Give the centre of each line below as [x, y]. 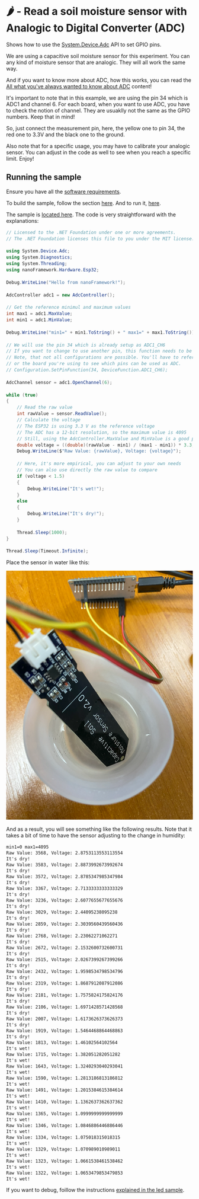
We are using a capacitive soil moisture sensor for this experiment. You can [98, 56]
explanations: [23, 220]
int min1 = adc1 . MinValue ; [39, 320]
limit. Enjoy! [20, 158]
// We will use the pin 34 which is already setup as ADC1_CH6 [86, 345]
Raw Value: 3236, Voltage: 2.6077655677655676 [65, 901]
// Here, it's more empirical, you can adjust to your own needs [99, 464]
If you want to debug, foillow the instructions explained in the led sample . [95, 1190]
